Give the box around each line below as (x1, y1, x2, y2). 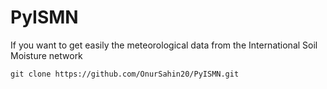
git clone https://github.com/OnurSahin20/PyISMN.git (10, 69, 240, 79)
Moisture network (10, 49, 83, 61)
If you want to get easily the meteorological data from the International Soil (10, 39, 318, 51)
